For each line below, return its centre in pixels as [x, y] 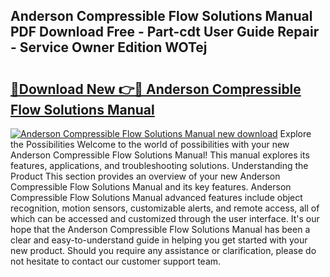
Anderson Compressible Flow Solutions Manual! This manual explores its [160, 155]
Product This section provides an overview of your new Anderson [145, 176]
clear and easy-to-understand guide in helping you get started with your [159, 240]
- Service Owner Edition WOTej [109, 47]
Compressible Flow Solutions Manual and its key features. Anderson [151, 187]
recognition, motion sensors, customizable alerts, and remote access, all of [165, 208]
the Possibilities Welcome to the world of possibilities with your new [150, 144]
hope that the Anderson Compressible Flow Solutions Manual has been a [160, 229]
